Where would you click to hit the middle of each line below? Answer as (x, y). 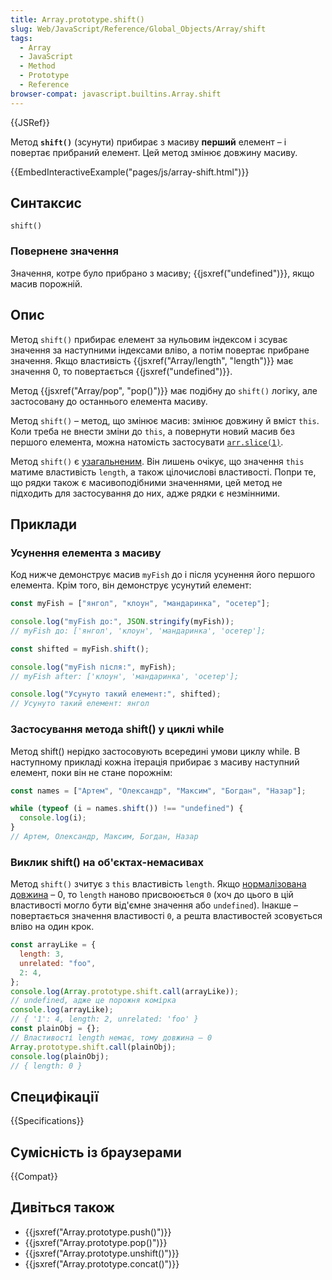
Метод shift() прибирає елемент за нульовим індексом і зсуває (149, 339)
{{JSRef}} (30, 122)
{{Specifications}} (47, 1121)
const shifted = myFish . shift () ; (80, 649)
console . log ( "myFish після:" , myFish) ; (93, 667)
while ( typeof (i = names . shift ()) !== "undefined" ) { (127, 809)
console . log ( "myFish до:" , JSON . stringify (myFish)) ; (122, 622)
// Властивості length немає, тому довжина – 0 (111, 1037)
